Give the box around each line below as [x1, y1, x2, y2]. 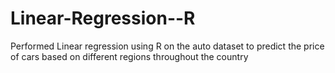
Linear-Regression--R [10, 7, 196, 30]
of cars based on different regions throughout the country [10, 50, 249, 62]
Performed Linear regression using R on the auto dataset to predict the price [10, 40, 325, 52]
